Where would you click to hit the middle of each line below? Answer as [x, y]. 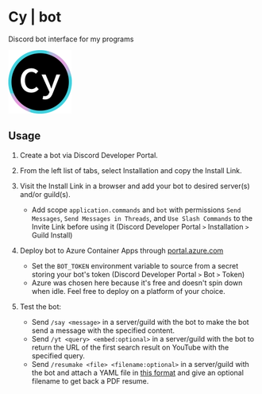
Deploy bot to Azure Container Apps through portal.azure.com [121, 250]
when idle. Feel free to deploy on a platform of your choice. [128, 291]
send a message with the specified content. [103, 330]
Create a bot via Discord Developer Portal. [89, 155]
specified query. [58, 355]
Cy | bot [35, 17]
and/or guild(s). [45, 194]
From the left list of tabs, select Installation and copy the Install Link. [131, 170]
